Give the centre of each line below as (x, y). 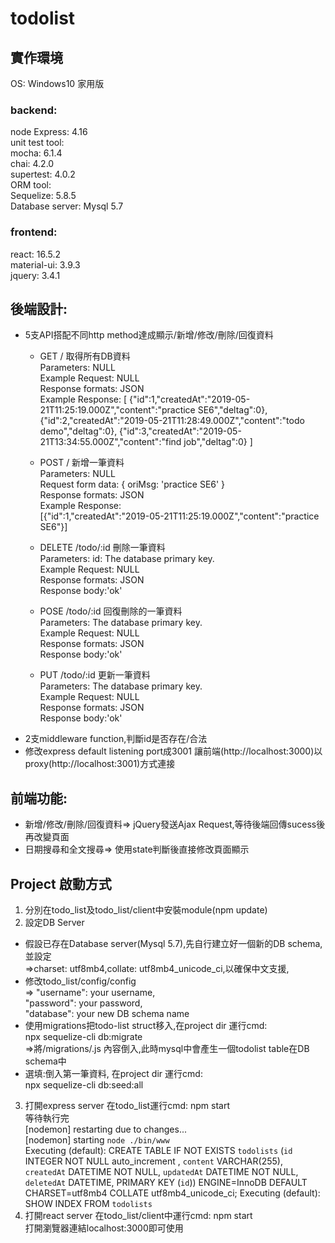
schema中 (45, 1061)
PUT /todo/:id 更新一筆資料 (95, 675)
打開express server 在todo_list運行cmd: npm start (127, 1106)
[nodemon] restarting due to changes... (106, 1129)
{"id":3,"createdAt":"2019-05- (180, 431)
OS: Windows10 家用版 (57, 83)
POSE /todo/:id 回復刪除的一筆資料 (111, 611)
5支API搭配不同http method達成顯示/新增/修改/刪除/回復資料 (149, 335)
